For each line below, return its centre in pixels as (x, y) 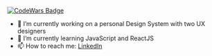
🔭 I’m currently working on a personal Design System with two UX (111, 24)
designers (32, 31)
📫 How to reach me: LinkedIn (60, 46)
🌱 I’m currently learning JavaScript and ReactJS (86, 38)
